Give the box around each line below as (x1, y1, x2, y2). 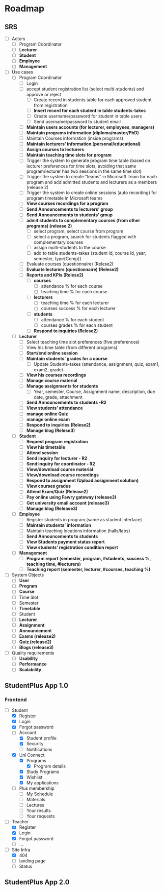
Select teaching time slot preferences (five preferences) (26, 339, 140, 345)
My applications (26, 779, 59, 785)
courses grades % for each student (41, 322, 113, 328)
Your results (26, 808, 51, 814)
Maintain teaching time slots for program (26, 152, 112, 158)
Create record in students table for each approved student (33, 97, 152, 103)
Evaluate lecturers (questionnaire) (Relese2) (26, 267, 119, 272)
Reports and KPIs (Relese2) (26, 272, 84, 278)
